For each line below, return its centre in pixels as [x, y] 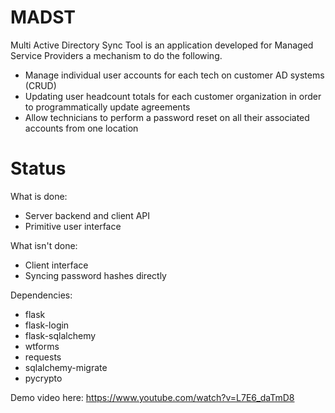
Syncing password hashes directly [95, 275]
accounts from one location [81, 128]
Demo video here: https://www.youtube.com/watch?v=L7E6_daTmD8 [152, 397]
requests [43, 357]
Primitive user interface [73, 226]
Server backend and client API [87, 215]
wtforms [42, 346]
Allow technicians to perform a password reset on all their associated [167, 117]
